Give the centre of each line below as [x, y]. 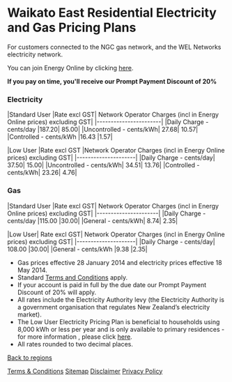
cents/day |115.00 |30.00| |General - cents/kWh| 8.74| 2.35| [93, 220]
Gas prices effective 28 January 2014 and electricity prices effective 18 [119, 262]
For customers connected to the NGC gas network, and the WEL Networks [114, 47]
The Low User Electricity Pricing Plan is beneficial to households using [118, 321]
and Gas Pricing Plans [72, 28]
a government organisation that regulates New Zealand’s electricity [114, 307]
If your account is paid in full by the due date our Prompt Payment [112, 284]
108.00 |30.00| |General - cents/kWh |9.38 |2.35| [77, 249]
